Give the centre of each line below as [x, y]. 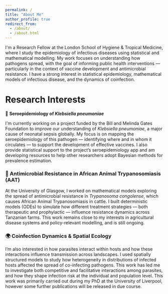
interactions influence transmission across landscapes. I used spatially [78, 254]
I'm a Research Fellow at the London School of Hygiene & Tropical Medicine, [84, 47]
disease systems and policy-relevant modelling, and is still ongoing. [75, 223]
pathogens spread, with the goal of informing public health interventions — [83, 63]
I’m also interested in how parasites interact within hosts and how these [79, 249]
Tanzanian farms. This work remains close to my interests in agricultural [79, 217]
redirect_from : [21, 24]
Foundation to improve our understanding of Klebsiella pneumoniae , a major [84, 128]
